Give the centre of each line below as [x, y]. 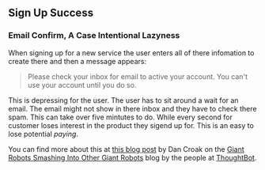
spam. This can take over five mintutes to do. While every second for [121, 117]
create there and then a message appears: [78, 61]
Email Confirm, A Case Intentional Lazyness [94, 36]
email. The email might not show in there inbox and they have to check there [132, 108]
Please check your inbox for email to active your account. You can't [137, 76]
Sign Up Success [51, 13]
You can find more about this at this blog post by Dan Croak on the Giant [127, 149]
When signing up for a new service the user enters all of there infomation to [131, 53]
